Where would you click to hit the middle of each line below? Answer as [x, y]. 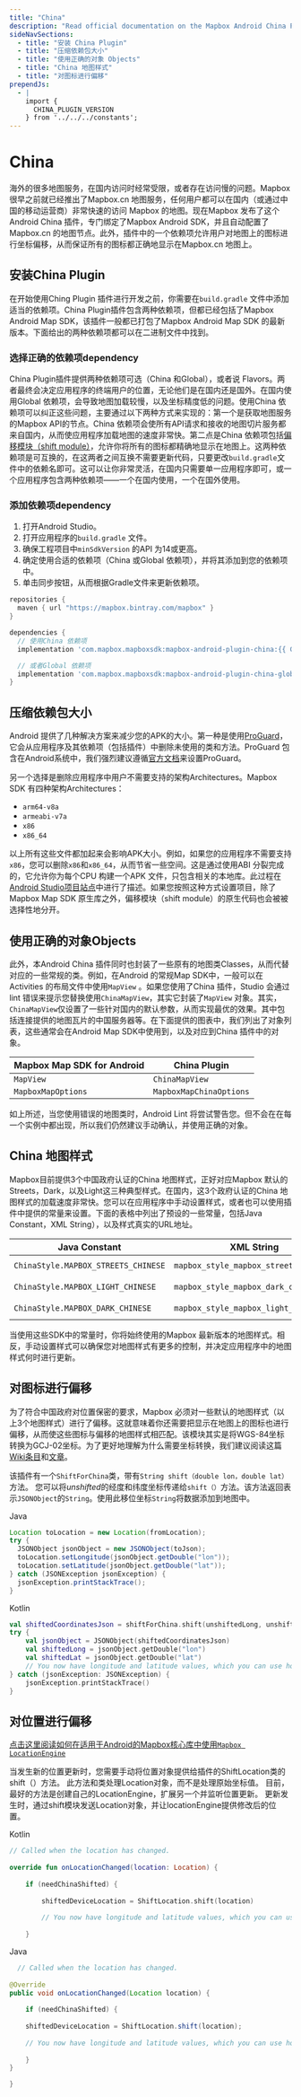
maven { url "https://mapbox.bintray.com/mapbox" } [116, 608]
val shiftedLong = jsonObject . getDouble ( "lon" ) [116, 1650]
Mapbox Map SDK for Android [79, 1065]
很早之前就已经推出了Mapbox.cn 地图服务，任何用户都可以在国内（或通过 [145, 199]
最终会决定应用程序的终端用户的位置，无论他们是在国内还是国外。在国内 [150, 390]
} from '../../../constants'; [82, 118]
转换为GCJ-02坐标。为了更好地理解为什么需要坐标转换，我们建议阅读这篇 [146, 1445]
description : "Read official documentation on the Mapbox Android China [148, 26]
